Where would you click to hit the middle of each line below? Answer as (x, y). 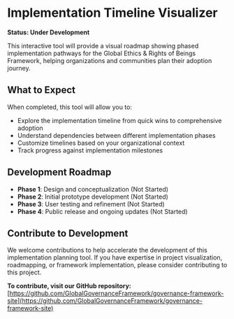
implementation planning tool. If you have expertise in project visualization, (115, 257)
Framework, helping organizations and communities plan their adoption (110, 60)
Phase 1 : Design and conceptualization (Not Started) (93, 189)
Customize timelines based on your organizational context (101, 143)
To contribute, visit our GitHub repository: (69, 286)
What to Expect (41, 90)
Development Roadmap (59, 172)
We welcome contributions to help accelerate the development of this (107, 250)
